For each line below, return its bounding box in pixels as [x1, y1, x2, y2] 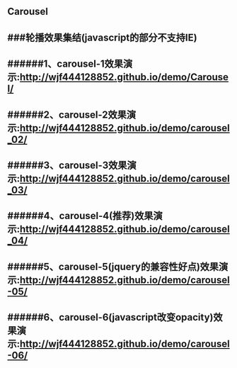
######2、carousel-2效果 [7, 108, 127, 121]
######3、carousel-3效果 [7, 159, 127, 171]
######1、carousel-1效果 [7, 58, 124, 70]
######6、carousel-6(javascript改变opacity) [7, 311, 214, 323]
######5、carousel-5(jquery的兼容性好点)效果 [7, 260, 219, 272]
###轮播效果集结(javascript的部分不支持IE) [7, 31, 197, 43]
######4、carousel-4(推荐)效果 [7, 210, 154, 222]
